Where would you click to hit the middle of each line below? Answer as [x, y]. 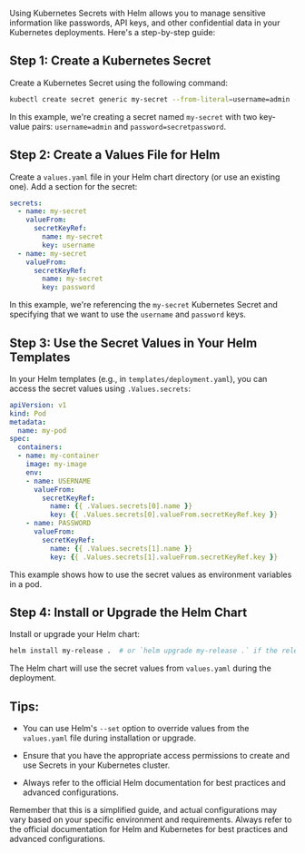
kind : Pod [28, 413]
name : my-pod [42, 430]
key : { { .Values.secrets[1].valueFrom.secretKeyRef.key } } [164, 557]
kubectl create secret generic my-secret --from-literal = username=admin [150, 99]
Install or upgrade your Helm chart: [75, 634]
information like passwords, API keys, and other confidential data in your [145, 23]
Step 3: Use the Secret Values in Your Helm [133, 343]
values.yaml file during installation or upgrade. [109, 738]
